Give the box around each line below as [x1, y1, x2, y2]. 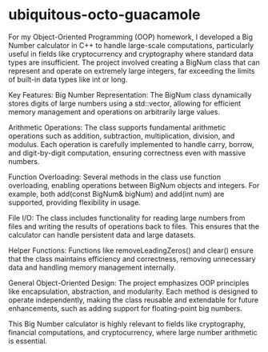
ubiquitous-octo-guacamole [8, 6, 201, 24]
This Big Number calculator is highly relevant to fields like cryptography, [8, 318, 246, 329]
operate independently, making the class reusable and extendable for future [8, 294, 258, 305]
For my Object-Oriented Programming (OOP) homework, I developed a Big [8, 32, 254, 42]
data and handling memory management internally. [8, 262, 176, 272]
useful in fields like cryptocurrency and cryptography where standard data [8, 49, 254, 58]
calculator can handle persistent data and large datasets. [8, 230, 196, 239]
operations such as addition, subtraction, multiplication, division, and [8, 130, 235, 141]
